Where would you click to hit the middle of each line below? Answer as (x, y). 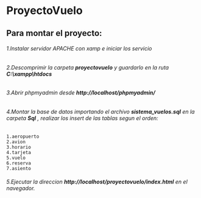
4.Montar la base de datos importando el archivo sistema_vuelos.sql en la (100, 111)
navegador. (21, 188)
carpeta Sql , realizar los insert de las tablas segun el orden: (82, 118)
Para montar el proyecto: (54, 33)
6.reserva (19, 163)
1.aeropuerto (23, 136)
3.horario (19, 147)
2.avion (16, 142)
